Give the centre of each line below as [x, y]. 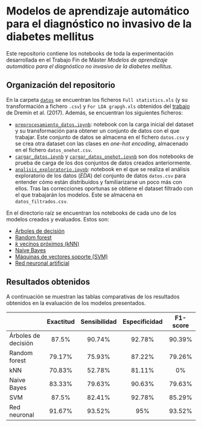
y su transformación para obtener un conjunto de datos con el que [97, 130]
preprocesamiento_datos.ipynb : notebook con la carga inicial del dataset [104, 124]
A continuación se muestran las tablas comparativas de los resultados [93, 296]
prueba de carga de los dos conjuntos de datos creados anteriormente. [103, 163]
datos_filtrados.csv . [41, 201]
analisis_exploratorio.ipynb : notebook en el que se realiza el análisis [102, 169]
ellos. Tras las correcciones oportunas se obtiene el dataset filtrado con [104, 188]
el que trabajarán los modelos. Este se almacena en [79, 195]
